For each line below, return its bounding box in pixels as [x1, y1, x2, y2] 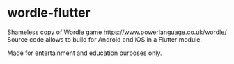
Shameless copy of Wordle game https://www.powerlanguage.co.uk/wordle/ [7, 28, 227, 36]
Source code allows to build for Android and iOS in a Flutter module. [7, 35, 203, 43]
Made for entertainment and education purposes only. [7, 49, 162, 57]
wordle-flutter [7, 5, 91, 21]
